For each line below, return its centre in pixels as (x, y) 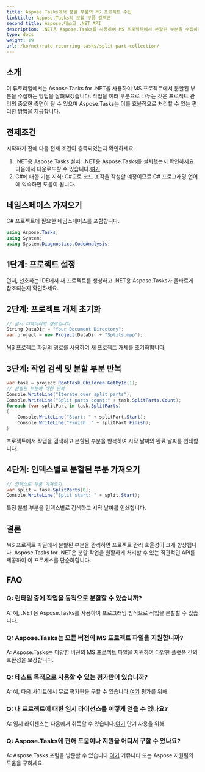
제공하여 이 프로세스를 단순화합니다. (49, 561)
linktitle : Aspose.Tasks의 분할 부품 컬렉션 (59, 18)
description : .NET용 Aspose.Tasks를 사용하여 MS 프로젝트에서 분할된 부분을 (95, 29)
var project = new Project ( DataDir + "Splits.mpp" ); (75, 335)
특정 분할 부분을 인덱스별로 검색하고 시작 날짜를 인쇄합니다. (76, 508)
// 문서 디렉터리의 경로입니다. (40, 324)
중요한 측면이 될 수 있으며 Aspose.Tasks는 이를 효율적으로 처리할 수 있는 (104, 103)
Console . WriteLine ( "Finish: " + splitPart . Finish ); (84, 423)
